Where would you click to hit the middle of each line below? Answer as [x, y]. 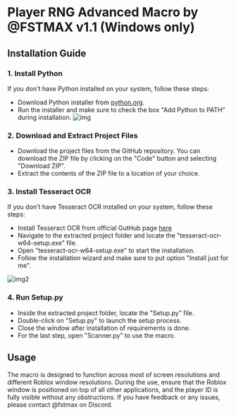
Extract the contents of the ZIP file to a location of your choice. [108, 173]
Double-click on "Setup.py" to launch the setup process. [99, 320]
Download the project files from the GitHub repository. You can [109, 151]
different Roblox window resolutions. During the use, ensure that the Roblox [117, 382]
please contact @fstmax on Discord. [60, 404]
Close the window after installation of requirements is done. [104, 328]
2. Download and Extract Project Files [73, 135]
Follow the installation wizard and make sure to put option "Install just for [123, 258]
